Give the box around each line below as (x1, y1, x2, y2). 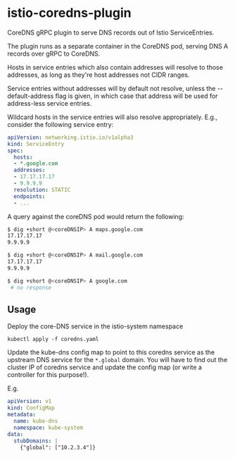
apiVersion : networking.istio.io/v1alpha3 (7, 134, 134, 141)
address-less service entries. (7, 99, 92, 107)
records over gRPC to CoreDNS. (7, 49, 101, 58)
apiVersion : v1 (7, 398, 52, 405)
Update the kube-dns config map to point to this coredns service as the (7, 348, 215, 357)
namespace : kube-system (13, 424, 83, 431)
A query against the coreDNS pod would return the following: (7, 212, 184, 221)
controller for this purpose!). (7, 371, 89, 379)
